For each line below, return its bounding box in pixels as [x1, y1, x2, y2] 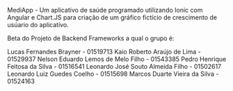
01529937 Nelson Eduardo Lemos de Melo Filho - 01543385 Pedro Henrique [7, 55, 227, 63]
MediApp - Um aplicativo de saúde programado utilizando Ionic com [7, 6, 203, 14]
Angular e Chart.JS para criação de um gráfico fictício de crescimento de [7, 13, 218, 22]
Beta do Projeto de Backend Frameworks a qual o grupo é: [7, 34, 175, 42]
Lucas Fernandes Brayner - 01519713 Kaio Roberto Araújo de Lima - [7, 48, 201, 56]
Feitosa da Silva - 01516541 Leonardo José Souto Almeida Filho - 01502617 [7, 63, 222, 70]
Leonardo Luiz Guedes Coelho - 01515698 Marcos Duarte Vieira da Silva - [7, 69, 219, 78]
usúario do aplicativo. [7, 21, 70, 28]
